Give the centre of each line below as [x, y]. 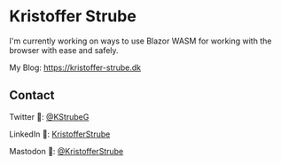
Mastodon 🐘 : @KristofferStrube [66, 151]
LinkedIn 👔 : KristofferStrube [60, 134]
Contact [32, 95]
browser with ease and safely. [64, 50]
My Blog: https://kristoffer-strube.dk [75, 67]
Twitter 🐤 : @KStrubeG [49, 116]
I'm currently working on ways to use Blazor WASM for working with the [140, 41]
